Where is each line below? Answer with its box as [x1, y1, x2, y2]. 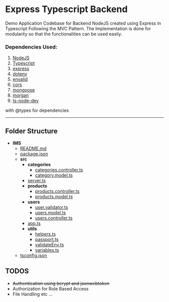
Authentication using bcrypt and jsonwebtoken [12, 280, 110, 286]
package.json [20, 151, 48, 157]
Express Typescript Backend [5, 4, 128, 15]
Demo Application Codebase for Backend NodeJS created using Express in [5, 20, 161, 26]
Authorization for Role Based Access [12, 285, 89, 291]
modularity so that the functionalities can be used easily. [5, 31, 122, 37]
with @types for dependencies [5, 107, 69, 114]
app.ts [27, 220, 41, 226]
